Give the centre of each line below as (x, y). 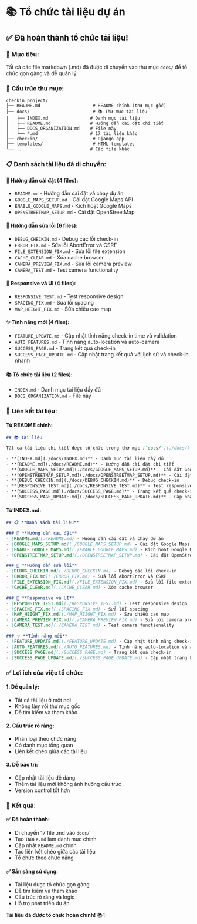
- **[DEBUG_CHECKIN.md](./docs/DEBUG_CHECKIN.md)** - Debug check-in (93, 480)
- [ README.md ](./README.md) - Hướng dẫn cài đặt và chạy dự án (85, 538)
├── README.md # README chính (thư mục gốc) (86, 106)
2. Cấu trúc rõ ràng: (30, 726)
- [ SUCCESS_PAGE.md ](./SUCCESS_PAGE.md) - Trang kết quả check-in (89, 652)
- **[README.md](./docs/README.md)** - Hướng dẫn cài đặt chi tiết (90, 464)
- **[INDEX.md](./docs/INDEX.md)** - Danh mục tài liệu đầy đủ (85, 458)
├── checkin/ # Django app (65, 139)
